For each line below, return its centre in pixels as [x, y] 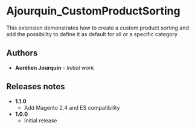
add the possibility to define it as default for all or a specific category [92, 34]
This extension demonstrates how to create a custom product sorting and [97, 28]
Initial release [40, 120]
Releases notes [36, 87]
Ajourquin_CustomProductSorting [93, 11]
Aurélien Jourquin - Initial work [54, 68]
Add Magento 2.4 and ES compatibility [72, 107]
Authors [22, 53]
